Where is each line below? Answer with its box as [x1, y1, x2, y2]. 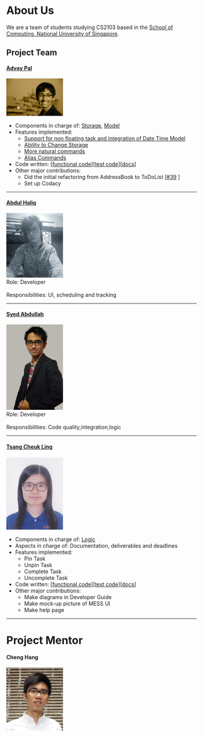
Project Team [6, 48, 57, 58]
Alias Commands [24, 154, 66, 161]
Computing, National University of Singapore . [6, 30, 120, 37]
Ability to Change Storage [24, 141, 89, 148]
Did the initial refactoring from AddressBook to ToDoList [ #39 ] [24, 173, 180, 180]
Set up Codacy [24, 180, 62, 187]
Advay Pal [6, 64, 32, 71]
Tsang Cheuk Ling [6, 443, 53, 450]
